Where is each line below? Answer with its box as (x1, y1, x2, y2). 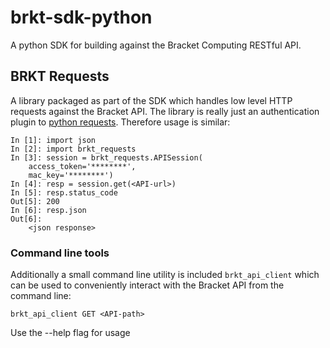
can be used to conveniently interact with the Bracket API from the (10, 279, 285, 291)
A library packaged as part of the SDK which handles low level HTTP (10, 94, 293, 106)
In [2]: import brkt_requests (10, 144, 137, 154)
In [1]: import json (10, 135, 97, 145)
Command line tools (10, 246, 110, 260)
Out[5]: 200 (10, 196, 60, 206)
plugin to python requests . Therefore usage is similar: (10, 116, 231, 128)
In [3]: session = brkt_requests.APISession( (10, 152, 203, 163)
